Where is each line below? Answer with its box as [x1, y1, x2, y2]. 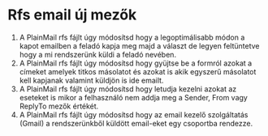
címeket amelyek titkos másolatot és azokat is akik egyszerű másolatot [19, 66, 257, 76]
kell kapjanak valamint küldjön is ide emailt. [19, 75, 164, 85]
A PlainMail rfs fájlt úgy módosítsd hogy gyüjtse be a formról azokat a [19, 58, 253, 68]
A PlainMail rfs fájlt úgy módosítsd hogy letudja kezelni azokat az [19, 83, 237, 94]
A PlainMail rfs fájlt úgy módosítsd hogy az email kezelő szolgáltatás [19, 109, 249, 119]
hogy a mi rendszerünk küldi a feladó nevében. [19, 49, 176, 59]
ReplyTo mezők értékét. [19, 101, 99, 111]
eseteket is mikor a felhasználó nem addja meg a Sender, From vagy [19, 92, 249, 102]
